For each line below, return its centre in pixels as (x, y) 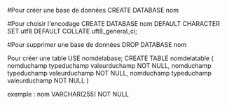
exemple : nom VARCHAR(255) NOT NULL (68, 94)
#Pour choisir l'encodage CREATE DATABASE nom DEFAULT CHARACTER (114, 23)
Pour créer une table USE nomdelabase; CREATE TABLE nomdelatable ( (110, 58)
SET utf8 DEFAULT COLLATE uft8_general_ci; (73, 31)
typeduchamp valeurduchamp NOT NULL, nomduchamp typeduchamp (110, 73)
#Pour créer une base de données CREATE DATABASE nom (93, 10)
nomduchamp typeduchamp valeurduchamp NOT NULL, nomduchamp (109, 65)
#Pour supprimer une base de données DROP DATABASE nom (97, 44)
